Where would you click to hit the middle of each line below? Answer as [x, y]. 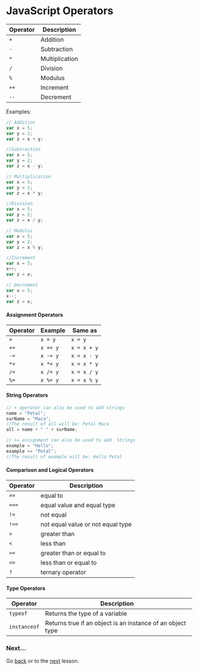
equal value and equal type [78, 505]
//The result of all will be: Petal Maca [58, 424]
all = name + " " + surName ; [42, 430]
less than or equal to [69, 563]
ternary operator [63, 572]
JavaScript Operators [60, 11]
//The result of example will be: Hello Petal [64, 456]
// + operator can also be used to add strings [66, 408]
